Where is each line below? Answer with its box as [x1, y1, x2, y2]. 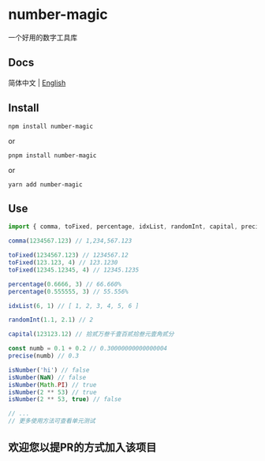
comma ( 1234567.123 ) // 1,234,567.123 [8, 237, 132, 245]
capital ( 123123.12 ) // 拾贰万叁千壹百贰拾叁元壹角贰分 [8, 330, 174, 339]
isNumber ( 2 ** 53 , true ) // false [8, 395, 122, 403]
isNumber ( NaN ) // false [8, 373, 87, 381]
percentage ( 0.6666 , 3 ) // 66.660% [8, 280, 122, 288]
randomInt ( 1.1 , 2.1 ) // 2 [8, 316, 93, 324]
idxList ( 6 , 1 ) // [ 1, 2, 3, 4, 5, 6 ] [8, 302, 140, 309]
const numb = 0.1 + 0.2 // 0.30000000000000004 [8, 345, 168, 353]
